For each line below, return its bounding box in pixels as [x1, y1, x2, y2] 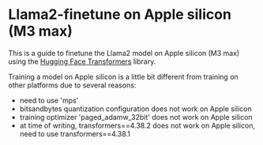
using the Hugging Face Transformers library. [8, 57, 156, 66]
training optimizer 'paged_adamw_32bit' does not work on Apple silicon [19, 112, 253, 121]
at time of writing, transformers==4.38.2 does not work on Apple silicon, [19, 121, 255, 130]
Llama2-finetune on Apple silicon [8, 6, 231, 24]
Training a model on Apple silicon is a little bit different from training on [8, 72, 239, 81]
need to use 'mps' [19, 95, 79, 105]
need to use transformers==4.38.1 [19, 128, 130, 139]
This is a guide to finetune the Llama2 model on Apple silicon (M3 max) [8, 48, 240, 58]
